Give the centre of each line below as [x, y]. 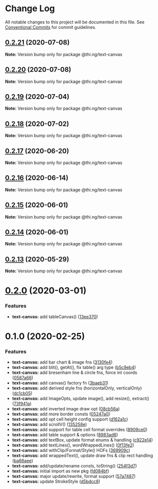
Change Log [30, 9]
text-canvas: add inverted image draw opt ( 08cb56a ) [66, 409]
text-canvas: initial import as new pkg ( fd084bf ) [61, 471]
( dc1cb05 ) [22, 393]
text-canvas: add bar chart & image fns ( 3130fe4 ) [62, 362]
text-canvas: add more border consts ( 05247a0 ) [61, 414]
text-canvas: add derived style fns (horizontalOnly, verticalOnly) [77, 388]
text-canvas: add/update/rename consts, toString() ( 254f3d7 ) [74, 466]
